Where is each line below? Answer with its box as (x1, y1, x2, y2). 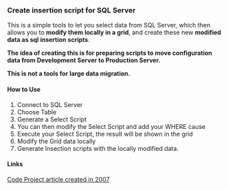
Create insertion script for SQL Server (7, 5, 136, 15)
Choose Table (16, 108, 57, 116)
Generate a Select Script (16, 115, 87, 123)
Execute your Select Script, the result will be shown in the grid (16, 130, 194, 138)
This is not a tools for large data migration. (7, 69, 130, 78)
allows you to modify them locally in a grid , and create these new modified (7, 28, 222, 36)
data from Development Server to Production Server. (7, 56, 161, 64)
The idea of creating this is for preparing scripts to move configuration (7, 49, 213, 57)
